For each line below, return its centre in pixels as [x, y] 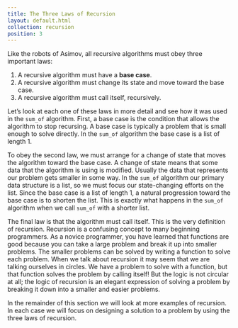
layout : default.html [39, 21]
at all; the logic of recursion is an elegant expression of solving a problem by [119, 282]
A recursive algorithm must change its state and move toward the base [121, 83]
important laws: [30, 62]
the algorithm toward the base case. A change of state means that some [113, 163]
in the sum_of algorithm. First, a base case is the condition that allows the [113, 119]
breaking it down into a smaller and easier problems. [84, 289]
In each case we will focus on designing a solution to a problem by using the [119, 311]
